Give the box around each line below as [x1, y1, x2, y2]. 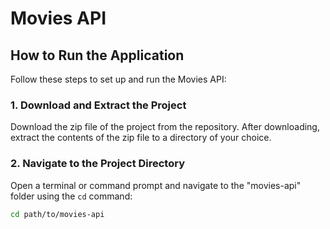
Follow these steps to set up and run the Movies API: [10, 73, 227, 85]
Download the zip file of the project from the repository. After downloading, [10, 121, 320, 133]
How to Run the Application [10, 47, 185, 64]
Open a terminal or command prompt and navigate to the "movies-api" [10, 179, 302, 191]
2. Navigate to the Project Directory [10, 157, 186, 171]
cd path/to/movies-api [10, 209, 105, 219]
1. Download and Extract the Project [10, 98, 187, 112]
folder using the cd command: [10, 190, 133, 202]
